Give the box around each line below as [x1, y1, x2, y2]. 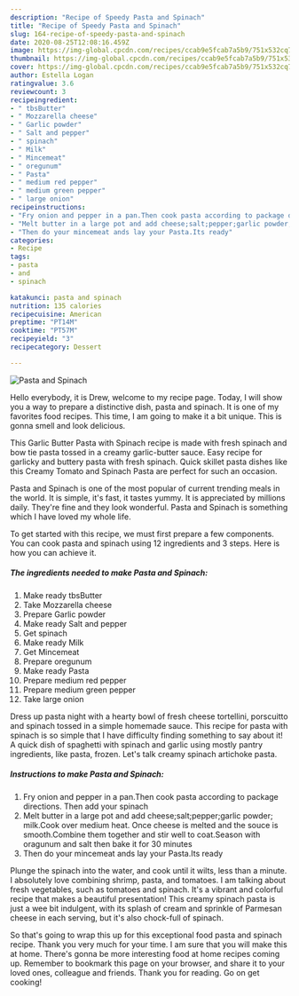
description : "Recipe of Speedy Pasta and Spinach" [10, 12, 205, 22]
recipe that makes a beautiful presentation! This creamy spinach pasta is [10, 893, 276, 904]
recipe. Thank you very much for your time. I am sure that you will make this [10, 938, 287, 950]
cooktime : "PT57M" [10, 326, 78, 336]
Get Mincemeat [22, 646, 80, 657]
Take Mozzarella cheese [22, 599, 113, 610]
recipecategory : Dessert [10, 343, 102, 352]
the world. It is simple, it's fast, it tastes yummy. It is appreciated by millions [10, 492, 286, 502]
